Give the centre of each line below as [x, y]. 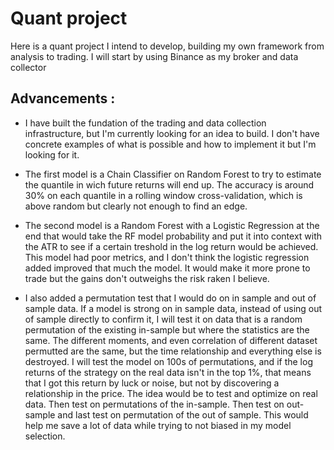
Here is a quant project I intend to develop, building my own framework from [167, 46]
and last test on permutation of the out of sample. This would [183, 414]
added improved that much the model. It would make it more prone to [167, 268]
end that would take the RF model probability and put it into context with [173, 236]
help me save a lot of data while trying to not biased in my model [158, 425]
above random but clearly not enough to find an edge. [136, 206]
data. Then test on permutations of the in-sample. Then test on [154, 404]
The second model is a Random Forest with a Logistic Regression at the [172, 225]
